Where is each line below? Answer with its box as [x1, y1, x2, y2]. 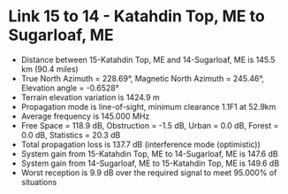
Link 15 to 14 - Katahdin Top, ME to [8, 6, 266, 27]
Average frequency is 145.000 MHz [20, 111, 150, 121]
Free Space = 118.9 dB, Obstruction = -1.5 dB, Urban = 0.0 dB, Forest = [20, 120, 279, 130]
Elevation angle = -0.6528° [20, 82, 120, 93]
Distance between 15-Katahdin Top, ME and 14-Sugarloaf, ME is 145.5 [20, 54, 276, 65]
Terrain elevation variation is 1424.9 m [20, 91, 160, 103]
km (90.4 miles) [20, 64, 79, 74]
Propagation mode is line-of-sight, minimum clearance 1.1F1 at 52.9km [20, 101, 277, 112]
